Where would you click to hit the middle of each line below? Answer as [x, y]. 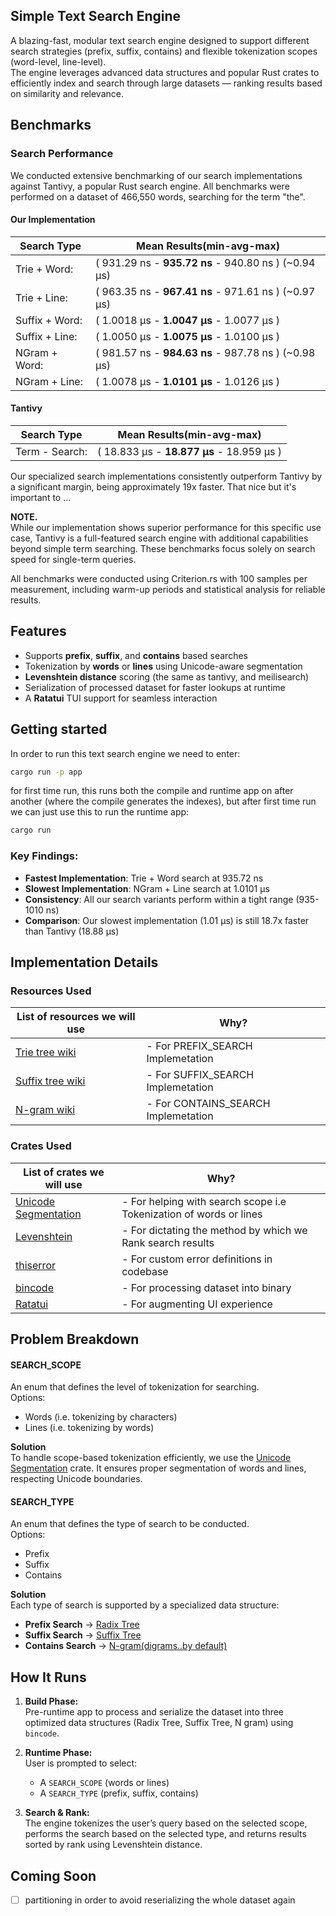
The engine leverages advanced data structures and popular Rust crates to [165, 72]
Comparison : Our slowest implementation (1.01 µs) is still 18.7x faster [167, 920]
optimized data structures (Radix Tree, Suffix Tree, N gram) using [159, 1723]
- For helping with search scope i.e [204, 1201]
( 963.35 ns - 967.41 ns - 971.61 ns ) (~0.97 [205, 291]
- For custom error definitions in [197, 1259]
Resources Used [51, 991]
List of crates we [64, 1172]
